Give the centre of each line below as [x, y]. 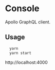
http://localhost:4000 [26, 62]
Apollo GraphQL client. [28, 22]
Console [22, 9]
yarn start [20, 53]
